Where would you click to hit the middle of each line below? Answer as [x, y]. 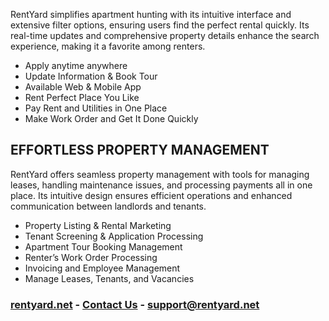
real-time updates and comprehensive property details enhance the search [165, 35]
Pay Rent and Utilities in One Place [96, 108]
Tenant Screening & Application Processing [114, 236]
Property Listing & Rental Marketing [98, 225]
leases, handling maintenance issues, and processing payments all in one [161, 185]
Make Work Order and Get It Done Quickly [111, 118]
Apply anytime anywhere [76, 65]
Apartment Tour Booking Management [103, 246]
